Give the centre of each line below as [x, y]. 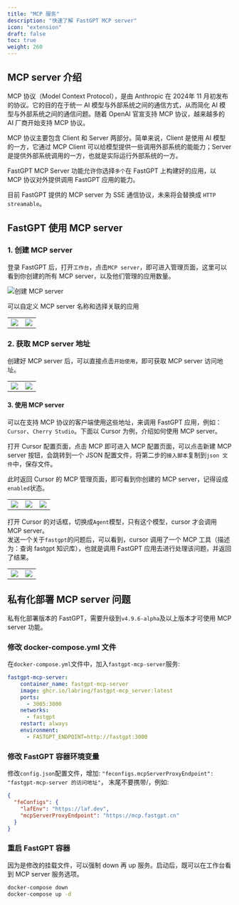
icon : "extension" [34, 27]
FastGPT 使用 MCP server [65, 228]
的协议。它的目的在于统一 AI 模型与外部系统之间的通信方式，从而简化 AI [113, 105]
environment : [39, 730]
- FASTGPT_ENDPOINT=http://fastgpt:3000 [87, 737]
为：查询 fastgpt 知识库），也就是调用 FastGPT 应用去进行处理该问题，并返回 [119, 548]
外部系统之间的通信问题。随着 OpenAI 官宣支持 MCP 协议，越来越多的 [122, 114]
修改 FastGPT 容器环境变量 [53, 756]
